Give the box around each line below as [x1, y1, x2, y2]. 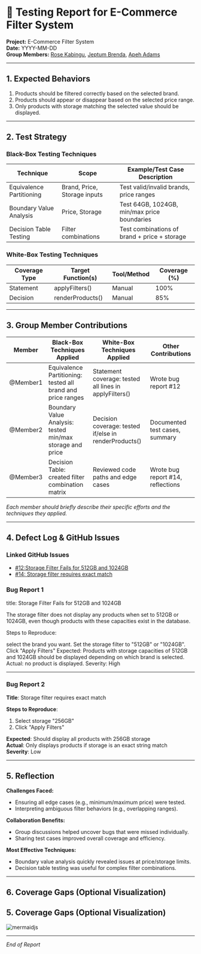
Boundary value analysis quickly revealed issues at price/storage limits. [14, 858, 191, 865]
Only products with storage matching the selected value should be [14, 102, 179, 110]
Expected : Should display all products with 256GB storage [6, 735, 151, 742]
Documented [150, 418, 187, 426]
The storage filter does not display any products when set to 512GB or [6, 611, 179, 618]
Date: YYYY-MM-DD [6, 44, 57, 52]
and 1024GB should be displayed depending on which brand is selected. [6, 653, 185, 660]
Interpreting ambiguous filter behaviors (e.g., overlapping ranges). [14, 805, 178, 812]
